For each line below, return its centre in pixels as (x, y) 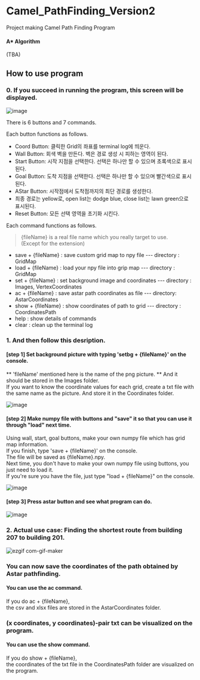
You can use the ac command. (44, 588)
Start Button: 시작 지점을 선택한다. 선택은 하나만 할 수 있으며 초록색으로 (98, 161)
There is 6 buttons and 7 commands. (51, 122)
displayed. (22, 98)
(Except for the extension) (53, 243)
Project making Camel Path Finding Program (61, 27)
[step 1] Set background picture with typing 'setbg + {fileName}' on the (96, 354)
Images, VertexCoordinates (48, 287)
